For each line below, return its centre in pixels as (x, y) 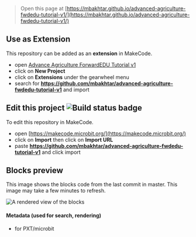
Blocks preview (35, 171)
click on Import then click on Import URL (64, 139)
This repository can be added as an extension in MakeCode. (79, 53)
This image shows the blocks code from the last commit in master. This (92, 184)
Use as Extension (38, 39)
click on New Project (40, 71)
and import (76, 90)
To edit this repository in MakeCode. (50, 122)
